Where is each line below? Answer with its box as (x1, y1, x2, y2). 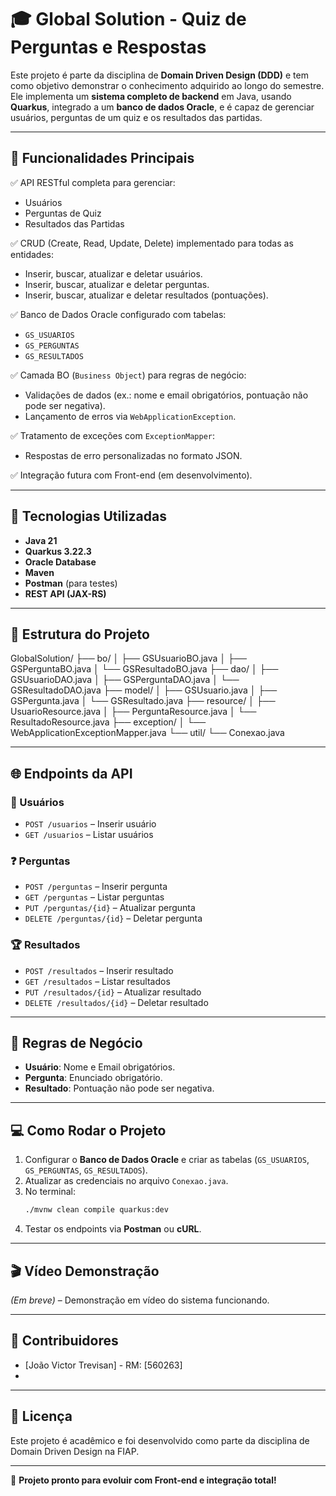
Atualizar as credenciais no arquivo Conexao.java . (24, 1175, 229, 1187)
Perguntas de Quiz (24, 207, 102, 219)
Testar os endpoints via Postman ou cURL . (24, 1223, 202, 1235)
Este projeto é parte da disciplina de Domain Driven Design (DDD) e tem (10, 69, 309, 81)
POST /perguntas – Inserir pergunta (24, 881, 168, 893)
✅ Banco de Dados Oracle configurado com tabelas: (10, 308, 227, 320)
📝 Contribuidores (10, 1332, 119, 1350)
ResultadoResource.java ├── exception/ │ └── (10, 716, 207, 728)
